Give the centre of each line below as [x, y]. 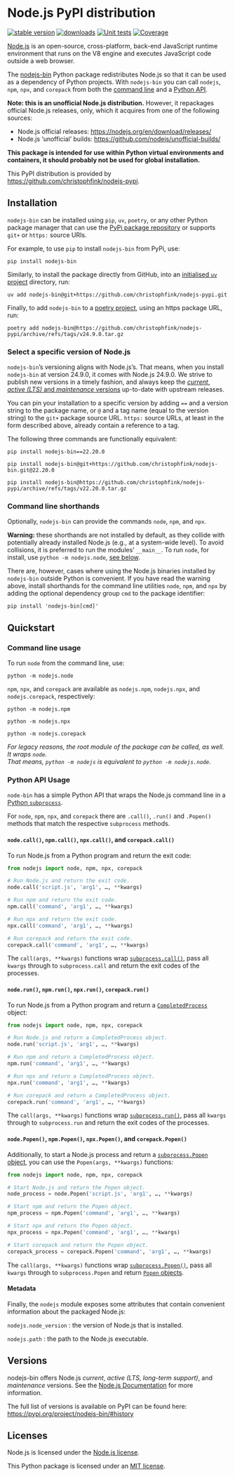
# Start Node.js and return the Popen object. [76, 1187]
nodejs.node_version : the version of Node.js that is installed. [95, 1325]
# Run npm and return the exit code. [62, 900]
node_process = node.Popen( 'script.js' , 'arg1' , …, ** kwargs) [100, 1194]
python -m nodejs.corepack [47, 734]
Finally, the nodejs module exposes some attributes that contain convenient [116, 1304]
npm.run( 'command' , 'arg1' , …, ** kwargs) [69, 1064]
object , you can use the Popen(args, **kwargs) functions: [90, 1162]
